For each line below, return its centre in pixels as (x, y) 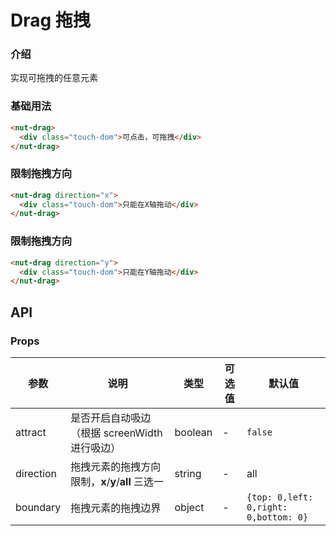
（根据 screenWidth (116, 433)
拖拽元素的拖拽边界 (116, 508)
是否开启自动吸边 (111, 418)
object (189, 507)
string (188, 473)
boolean (193, 432)
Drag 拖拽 (50, 20)
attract (31, 432)
